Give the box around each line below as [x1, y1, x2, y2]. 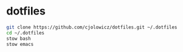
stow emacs [6, 41, 34, 47]
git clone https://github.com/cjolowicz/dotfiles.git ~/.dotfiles [6, 24, 178, 30]
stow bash [6, 35, 32, 42]
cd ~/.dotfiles [6, 30, 45, 36]
